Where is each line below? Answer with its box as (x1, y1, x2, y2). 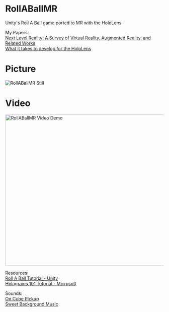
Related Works (5, 40, 36, 46)
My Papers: (5, 29, 29, 35)
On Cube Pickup (5, 295, 39, 301)
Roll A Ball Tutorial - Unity (5, 275, 58, 281)
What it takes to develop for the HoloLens (5, 45, 92, 51)
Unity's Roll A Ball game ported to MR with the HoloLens (5, 20, 122, 26)
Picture (5, 64, 36, 75)
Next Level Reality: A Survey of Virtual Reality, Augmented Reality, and (5, 35, 151, 41)
